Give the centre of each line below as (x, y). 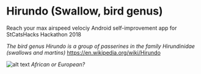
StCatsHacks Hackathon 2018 (44, 34)
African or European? (58, 64)
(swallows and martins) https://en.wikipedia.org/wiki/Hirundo (83, 52)
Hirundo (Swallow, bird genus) (85, 11)
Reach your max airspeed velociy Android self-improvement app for (92, 28)
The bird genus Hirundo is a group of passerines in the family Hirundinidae (101, 46)
